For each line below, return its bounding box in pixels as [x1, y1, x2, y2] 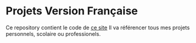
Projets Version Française [5, 4, 138, 18]
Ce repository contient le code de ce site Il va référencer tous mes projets [5, 24, 190, 31]
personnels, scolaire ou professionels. [5, 30, 101, 37]
